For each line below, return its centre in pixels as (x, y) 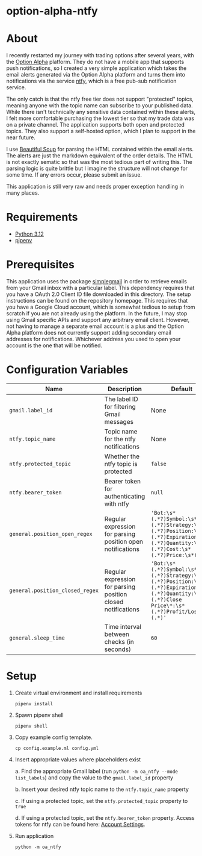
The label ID (121, 399)
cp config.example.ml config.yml (57, 748)
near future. (21, 137)
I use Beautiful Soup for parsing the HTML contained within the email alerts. (100, 149)
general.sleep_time (37, 638)
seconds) (118, 649)
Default (182, 389)
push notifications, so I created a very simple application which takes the (96, 68)
